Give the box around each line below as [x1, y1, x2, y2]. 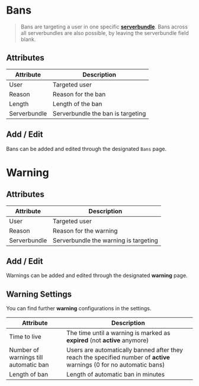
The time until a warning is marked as [66, 329, 171, 337]
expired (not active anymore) [66, 336, 149, 345]
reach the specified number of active [66, 353, 170, 362]
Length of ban [9, 371, 49, 379]
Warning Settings [6, 289, 72, 299]
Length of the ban [52, 99, 102, 108]
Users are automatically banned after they [66, 346, 184, 354]
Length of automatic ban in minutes [66, 371, 165, 379]
